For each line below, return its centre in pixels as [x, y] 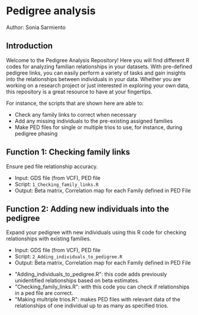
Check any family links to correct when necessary [76, 114]
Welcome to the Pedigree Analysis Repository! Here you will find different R [98, 60]
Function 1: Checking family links [68, 152]
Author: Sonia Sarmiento [36, 27]
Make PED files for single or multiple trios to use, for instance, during [98, 127]
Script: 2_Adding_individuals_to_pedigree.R [69, 256]
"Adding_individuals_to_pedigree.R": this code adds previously [91, 274]
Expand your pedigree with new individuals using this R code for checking [96, 233]
